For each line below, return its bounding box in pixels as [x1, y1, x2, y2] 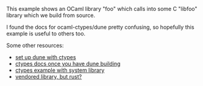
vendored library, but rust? [15, 73, 82, 80]
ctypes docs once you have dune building [15, 60, 121, 67]
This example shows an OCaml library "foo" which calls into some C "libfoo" [6, 5, 198, 12]
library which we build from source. [6, 12, 96, 19]
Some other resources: [6, 42, 64, 49]
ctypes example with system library [15, 66, 105, 74]
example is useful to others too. [6, 30, 86, 37]
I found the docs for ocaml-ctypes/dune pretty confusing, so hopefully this [6, 24, 194, 30]
